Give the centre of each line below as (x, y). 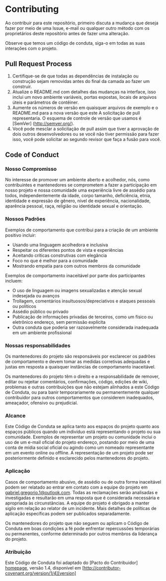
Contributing (32, 9)
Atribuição (18, 552)
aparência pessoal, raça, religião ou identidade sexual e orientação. (74, 206)
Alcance (15, 416)
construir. (22, 86)
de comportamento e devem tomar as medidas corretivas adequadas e (78, 362)
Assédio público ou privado (40, 311)
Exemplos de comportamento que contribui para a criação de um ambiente (82, 230)
